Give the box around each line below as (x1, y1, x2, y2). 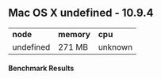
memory (58, 28, 91, 39)
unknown (98, 41, 133, 52)
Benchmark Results (8, 63, 75, 73)
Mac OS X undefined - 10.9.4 (8, 6, 154, 20)
